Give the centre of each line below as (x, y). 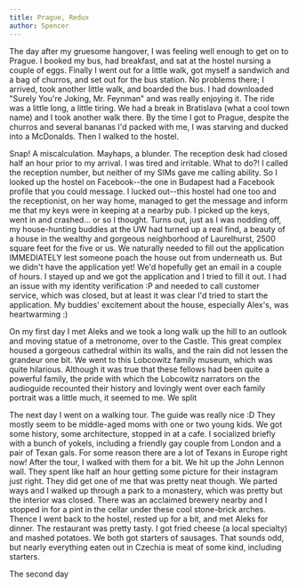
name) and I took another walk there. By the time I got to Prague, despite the (149, 117)
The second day (39, 574)
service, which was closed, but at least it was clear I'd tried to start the (139, 295)
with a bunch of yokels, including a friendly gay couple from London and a (145, 443)
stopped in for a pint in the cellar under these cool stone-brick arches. (138, 509)
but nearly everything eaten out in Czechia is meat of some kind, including (145, 547)
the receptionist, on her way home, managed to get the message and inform (149, 200)
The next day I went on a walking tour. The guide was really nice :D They (142, 415)
